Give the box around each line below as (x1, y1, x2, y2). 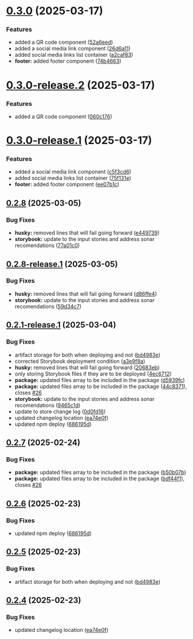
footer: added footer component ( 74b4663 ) (14, 57, 122, 65)
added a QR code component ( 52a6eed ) (14, 38, 113, 46)
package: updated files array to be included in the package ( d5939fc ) (14, 376, 185, 383)
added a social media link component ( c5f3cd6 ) (14, 168, 132, 175)
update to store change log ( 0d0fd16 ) (14, 407, 106, 415)
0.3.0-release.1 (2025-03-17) (6, 134, 152, 147)
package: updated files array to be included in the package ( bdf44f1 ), (14, 475, 185, 482)
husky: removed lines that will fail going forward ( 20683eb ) (14, 364, 160, 371)
